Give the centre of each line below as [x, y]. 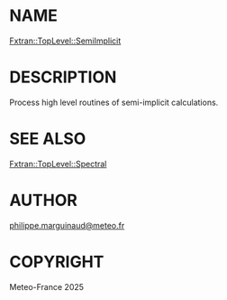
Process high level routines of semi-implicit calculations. [114, 102]
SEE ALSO [48, 139]
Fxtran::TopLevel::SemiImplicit [65, 41]
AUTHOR [44, 201]
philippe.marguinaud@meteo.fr [67, 225]
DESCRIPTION [63, 77]
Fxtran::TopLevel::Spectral [58, 164]
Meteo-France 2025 [46, 286]
